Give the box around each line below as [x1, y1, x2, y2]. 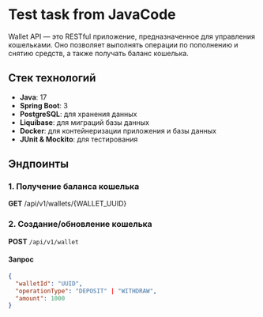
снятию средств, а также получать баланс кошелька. [8, 48, 190, 58]
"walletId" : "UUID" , [15, 279, 83, 288]
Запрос [8, 255, 34, 264]
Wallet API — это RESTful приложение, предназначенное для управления [8, 32, 255, 41]
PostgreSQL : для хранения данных [19, 109, 137, 119]
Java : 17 [19, 92, 47, 102]
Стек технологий [8, 71, 96, 85]
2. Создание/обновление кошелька [8, 219, 152, 230]
